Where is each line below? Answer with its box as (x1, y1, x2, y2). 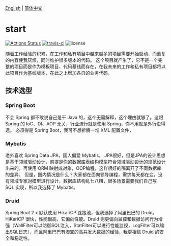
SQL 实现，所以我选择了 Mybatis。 (5, 184, 78, 190)
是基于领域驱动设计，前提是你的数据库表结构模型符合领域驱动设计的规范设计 (5, 159, 166, 165)
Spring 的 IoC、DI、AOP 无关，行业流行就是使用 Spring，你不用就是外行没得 (5, 120, 166, 127)
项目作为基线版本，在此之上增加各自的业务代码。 (9, 70, 112, 76)
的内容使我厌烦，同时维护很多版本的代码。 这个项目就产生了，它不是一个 (5, 57, 158, 63)
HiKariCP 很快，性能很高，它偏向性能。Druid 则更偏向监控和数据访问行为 (5, 216, 159, 222)
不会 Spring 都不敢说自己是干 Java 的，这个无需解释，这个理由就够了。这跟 (5, 114, 164, 120)
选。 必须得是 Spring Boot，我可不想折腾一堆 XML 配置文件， (5, 127, 134, 133)
